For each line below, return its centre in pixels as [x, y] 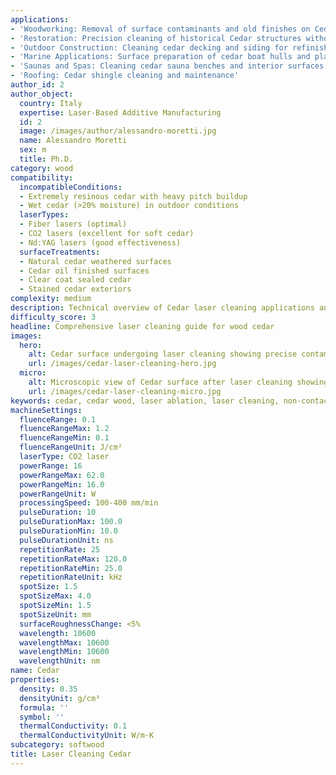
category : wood [42, 168]
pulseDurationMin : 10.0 [68, 531]
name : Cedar [35, 671]
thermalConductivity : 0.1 [73, 726]
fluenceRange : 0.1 [58, 419]
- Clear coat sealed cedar [75, 280]
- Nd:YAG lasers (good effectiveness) [100, 242]
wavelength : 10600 [58, 633]
